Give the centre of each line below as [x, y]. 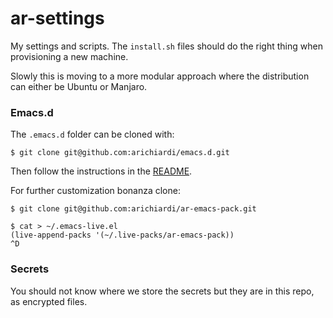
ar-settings [57, 18]
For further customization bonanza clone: [95, 191]
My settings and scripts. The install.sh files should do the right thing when [166, 46]
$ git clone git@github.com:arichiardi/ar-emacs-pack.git [133, 209]
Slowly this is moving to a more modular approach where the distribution [160, 76]
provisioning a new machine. [69, 56]
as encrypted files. [49, 301]
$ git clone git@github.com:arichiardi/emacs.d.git [120, 153]
